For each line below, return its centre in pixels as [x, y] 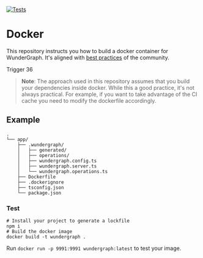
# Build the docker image [39, 232]
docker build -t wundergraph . [46, 237]
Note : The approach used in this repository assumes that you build [105, 81]
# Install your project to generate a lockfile [68, 221]
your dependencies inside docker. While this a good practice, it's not [108, 87]
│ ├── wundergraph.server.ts [57, 166]
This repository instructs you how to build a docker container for [87, 51]
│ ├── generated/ [42, 150]
